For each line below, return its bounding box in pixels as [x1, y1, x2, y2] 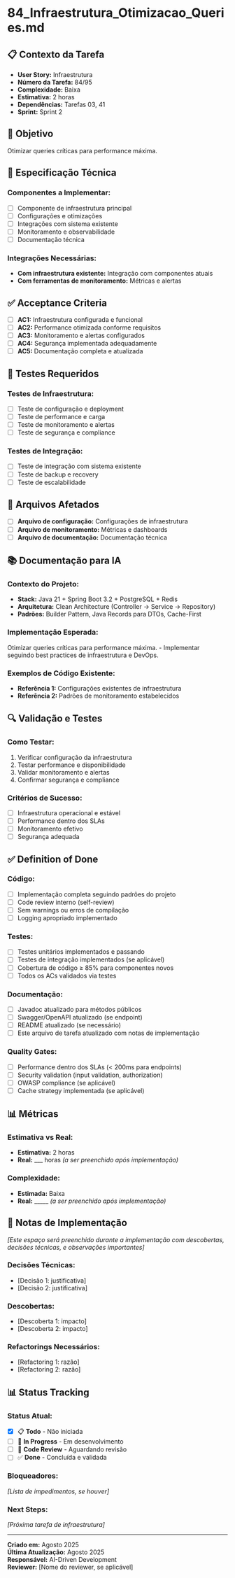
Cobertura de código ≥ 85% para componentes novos [17, 964, 174, 972]
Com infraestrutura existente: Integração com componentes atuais [17, 269, 213, 278]
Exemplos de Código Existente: [7, 668, 115, 678]
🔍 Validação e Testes [7, 712, 103, 725]
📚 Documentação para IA [7, 555, 122, 567]
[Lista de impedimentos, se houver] [7, 1487, 110, 1495]
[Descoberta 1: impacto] [17, 1317, 87, 1325]
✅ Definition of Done [7, 853, 99, 865]
